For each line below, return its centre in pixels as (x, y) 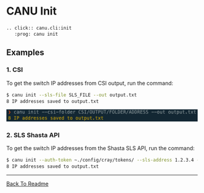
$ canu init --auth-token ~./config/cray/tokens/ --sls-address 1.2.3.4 (100, 160)
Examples (25, 53)
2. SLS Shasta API (33, 135)
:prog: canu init (36, 34)
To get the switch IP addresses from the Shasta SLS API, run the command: (100, 148)
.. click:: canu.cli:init (39, 28)
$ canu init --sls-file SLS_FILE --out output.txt (72, 95)
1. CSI (15, 70)
